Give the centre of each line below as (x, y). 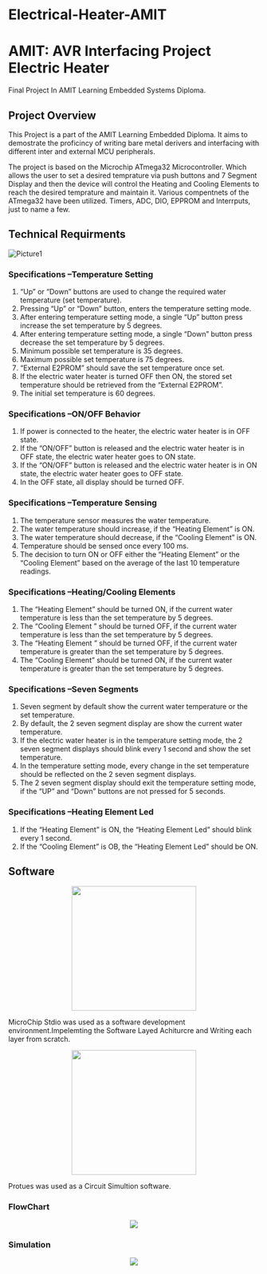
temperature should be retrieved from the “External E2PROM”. (122, 385)
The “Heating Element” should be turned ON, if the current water (126, 609)
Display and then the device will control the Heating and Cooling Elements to (134, 183)
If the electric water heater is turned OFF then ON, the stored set (126, 377)
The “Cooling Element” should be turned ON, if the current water (126, 660)
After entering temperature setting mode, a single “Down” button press (136, 334)
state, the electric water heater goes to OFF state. (101, 474)
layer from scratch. (39, 1039)
